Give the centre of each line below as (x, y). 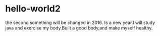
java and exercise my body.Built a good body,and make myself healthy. (79, 27)
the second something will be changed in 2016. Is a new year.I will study (80, 22)
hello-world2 (33, 9)
